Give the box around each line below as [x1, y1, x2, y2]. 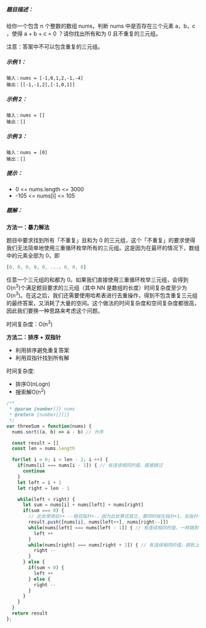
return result [12, 610, 48, 616]
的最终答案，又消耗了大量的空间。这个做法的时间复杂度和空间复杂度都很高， [6, 299, 200, 307]
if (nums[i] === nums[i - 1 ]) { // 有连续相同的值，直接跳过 [17, 462, 163, 469]
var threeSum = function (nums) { [6, 423, 92, 429]
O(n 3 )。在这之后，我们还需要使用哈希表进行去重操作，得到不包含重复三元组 [6, 291, 198, 299]
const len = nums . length [12, 445, 75, 452]
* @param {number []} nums [9, 406, 75, 412]
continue [22, 468, 45, 475]
